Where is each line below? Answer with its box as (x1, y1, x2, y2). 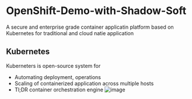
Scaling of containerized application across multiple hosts (14, 80, 154, 87)
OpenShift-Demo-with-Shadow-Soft (6, 4, 187, 18)
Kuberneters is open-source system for (6, 62, 101, 69)
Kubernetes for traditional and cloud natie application (6, 29, 134, 36)
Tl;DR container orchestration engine (14, 86, 104, 93)
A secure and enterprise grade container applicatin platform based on (6, 23, 174, 30)
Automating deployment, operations (14, 73, 101, 80)
